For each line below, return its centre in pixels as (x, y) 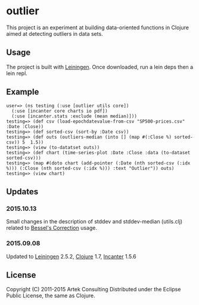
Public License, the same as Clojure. (51, 295)
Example (23, 92)
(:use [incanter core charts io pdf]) (60, 111)
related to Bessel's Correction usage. (52, 228)
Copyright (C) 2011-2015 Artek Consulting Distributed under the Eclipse (94, 290)
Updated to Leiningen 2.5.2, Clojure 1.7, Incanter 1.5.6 (71, 256)
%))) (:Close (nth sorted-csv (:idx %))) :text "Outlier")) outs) (90, 168)
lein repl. (17, 73)
